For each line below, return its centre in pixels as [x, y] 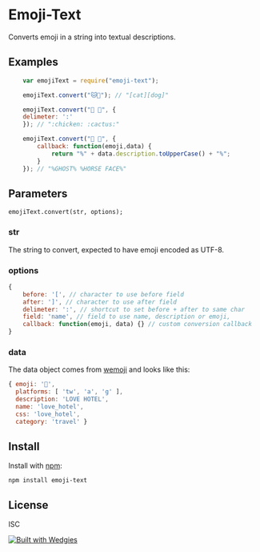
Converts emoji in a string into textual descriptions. [92, 37]
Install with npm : [35, 465]
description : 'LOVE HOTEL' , [62, 399]
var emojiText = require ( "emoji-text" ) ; [91, 81]
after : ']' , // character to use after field [100, 302]
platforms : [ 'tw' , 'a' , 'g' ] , [70, 392]
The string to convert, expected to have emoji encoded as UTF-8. [116, 249]
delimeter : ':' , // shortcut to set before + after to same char [134, 309]
